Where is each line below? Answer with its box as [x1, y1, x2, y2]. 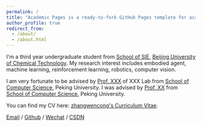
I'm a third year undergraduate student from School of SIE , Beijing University [6, 53, 196, 60]
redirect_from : [6, 25, 44, 32]
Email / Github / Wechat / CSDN [6, 113, 85, 121]
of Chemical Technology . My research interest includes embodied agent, [6, 59, 186, 67]
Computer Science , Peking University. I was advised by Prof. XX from [6, 84, 179, 91]
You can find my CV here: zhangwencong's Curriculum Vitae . [6, 102, 158, 109]
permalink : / [6, 8, 39, 15]
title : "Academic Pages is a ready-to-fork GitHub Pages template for [6, 14, 187, 20]
